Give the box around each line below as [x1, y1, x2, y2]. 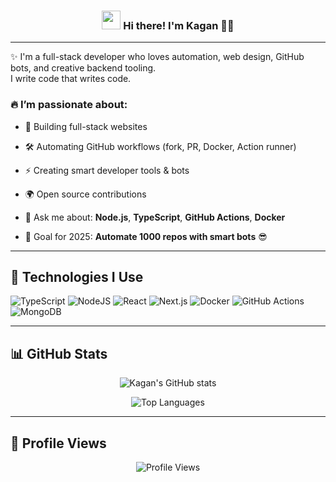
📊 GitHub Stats [10, 345, 108, 362]
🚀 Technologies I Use [10, 268, 144, 285]
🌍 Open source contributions [24, 188, 147, 200]
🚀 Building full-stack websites [24, 120, 148, 132]
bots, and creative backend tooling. [10, 62, 157, 74]
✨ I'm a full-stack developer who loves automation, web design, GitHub [10, 51, 305, 63]
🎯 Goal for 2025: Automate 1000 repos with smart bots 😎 [24, 230, 268, 242]
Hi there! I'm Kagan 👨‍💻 [123, 18, 235, 32]
